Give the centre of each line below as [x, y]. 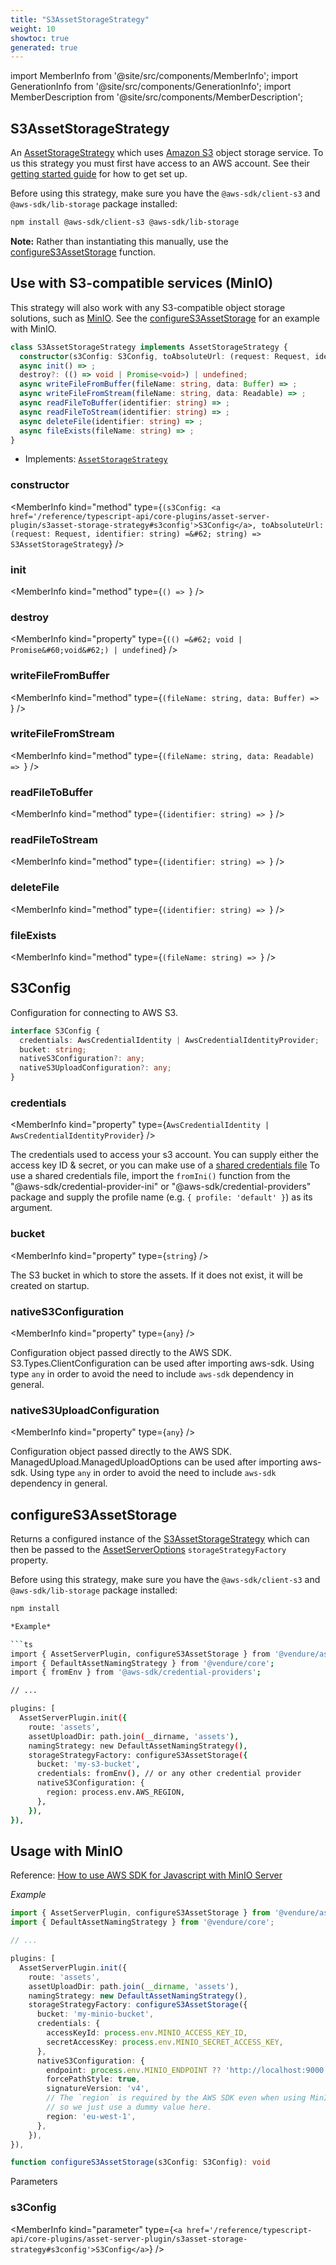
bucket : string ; [53, 1049]
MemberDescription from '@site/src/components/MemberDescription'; [156, 97]
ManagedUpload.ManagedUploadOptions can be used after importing [154, 1462]
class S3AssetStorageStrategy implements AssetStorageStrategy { [149, 347]
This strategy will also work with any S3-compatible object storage [148, 307]
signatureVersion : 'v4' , [98, 2089]
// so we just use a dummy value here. [129, 2107]
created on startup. [50, 1285]
